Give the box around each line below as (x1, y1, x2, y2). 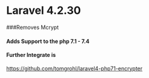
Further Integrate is (6, 51, 56, 59)
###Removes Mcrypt (6, 24, 59, 31)
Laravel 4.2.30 (6, 4, 81, 18)
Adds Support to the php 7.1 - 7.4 (6, 37, 90, 45)
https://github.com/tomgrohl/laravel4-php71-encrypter (6, 65, 143, 72)
